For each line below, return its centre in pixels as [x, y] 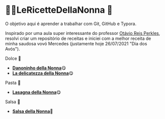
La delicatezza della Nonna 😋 [43, 73]
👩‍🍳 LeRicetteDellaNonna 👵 [59, 10]
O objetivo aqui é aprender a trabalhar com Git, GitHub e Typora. [71, 24]
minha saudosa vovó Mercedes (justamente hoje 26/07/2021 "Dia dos [76, 43]
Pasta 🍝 [13, 83]
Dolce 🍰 [13, 58]
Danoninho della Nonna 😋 [39, 68]
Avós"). [13, 49]
